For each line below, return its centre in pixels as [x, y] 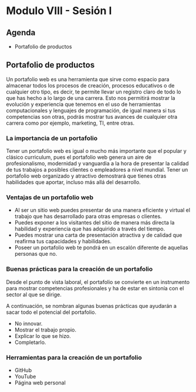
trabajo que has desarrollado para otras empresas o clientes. [88, 216]
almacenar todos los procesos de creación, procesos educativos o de [90, 85]
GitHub [23, 370]
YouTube [25, 376]
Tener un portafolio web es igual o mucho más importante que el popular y [96, 151]
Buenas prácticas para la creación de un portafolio [80, 269]
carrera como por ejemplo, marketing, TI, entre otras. [70, 123]
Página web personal [40, 383]
